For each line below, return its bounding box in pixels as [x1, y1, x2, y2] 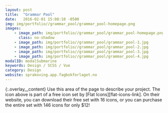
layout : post [5, 7, 32, 12]
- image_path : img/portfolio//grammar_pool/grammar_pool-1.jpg [14, 40, 149, 45]
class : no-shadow [18, 35, 55, 40]
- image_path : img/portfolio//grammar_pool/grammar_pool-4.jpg [14, 53, 149, 59]
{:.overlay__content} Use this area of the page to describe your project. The [5, 86, 160, 92]
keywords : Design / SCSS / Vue [5, 63, 70, 68]
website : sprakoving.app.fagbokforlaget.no [5, 72, 97, 77]
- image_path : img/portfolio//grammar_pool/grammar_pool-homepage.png [14, 30, 164, 35]
